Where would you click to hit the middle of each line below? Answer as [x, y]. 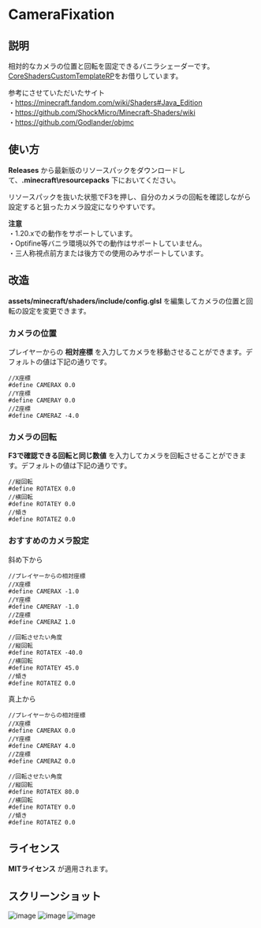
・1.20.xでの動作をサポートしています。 [73, 233]
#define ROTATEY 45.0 [44, 668]
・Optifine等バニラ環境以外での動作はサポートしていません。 [107, 243]
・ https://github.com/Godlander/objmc [71, 122]
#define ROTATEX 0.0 [42, 489]
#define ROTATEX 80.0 [44, 791]
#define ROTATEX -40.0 [45, 652]
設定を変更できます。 [56, 310]
